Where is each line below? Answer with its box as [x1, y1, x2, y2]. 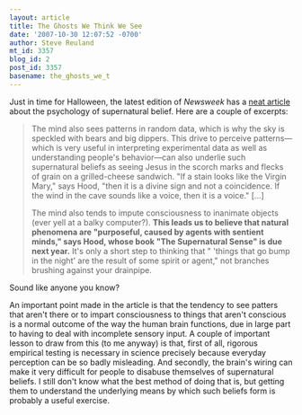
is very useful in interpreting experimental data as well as [56, 142, 268, 153]
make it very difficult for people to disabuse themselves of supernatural [9, 366, 274, 377]
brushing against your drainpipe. [31, 264, 153, 275]
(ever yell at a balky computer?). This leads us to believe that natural [31, 216, 289, 227]
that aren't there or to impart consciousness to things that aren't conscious [9, 309, 287, 320]
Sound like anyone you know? [9, 282, 120, 293]
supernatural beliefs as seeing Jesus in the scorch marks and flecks [31, 161, 284, 172]
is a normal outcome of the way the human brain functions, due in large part [9, 318, 291, 329]
